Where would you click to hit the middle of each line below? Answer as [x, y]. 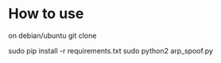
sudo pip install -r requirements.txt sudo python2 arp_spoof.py [111, 50]
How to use [46, 14]
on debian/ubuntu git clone [52, 35]
